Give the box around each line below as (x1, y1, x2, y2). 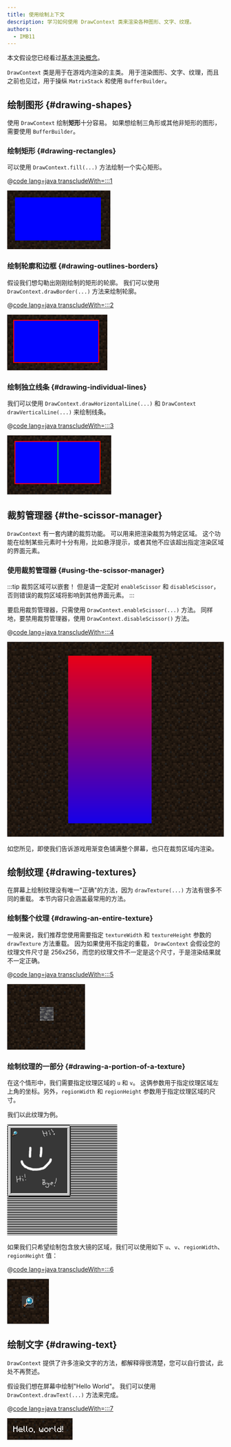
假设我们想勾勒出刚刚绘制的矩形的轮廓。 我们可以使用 (7, 278, 159, 286)
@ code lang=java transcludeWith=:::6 (7, 1266, 114, 1274)
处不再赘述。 (7, 1367, 43, 1375)
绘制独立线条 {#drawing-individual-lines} (7, 382, 147, 392)
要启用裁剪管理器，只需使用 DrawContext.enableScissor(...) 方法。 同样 (7, 606, 213, 614)
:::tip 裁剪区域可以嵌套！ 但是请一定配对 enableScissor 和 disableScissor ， (7, 583, 220, 591)
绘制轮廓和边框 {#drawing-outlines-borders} (7, 261, 159, 271)
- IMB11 (13, 33, 36, 40)
